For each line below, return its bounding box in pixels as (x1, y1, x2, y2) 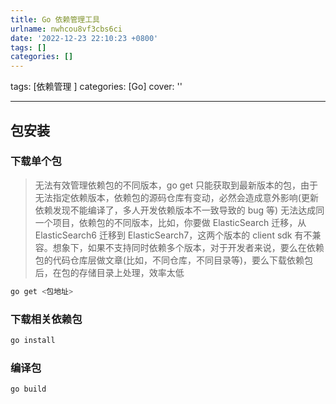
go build (10, 384, 47, 395)
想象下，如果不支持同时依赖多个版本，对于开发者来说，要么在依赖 (52, 241, 325, 253)
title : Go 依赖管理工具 (10, 14, 100, 25)
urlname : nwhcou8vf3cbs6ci (10, 24, 123, 34)
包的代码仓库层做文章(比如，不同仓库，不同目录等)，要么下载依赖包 (34, 254, 314, 266)
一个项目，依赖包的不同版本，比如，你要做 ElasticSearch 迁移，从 (34, 216, 307, 228)
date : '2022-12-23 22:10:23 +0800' (10, 33, 159, 43)
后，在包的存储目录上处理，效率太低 (34, 266, 185, 278)
